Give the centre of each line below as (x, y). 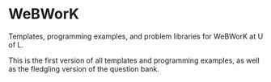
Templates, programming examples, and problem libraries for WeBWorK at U (136, 36)
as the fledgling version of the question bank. (84, 68)
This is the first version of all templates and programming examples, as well (134, 60)
